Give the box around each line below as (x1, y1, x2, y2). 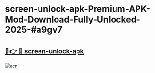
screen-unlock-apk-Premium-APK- (5, 3, 151, 15)
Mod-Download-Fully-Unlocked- (5, 14, 140, 25)
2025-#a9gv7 (5, 24, 63, 35)
